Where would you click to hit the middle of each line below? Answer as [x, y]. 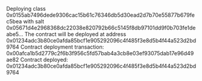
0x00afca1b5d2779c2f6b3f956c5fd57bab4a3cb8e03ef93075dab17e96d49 [100, 53]
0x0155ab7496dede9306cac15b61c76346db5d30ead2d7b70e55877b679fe [100, 15]
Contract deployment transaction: [62, 47]
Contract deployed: [44, 60]
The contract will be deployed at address [75, 34]
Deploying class [26, 9]
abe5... [15, 34]
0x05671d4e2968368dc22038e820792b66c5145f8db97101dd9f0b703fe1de [101, 28]
